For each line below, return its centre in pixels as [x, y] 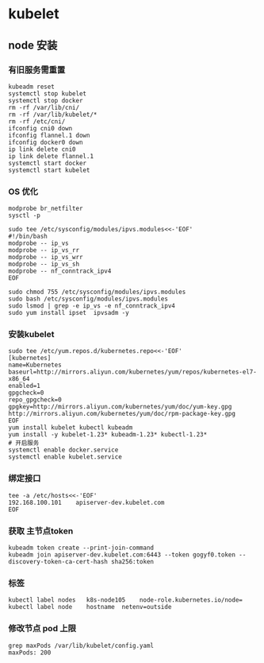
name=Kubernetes [35, 365]
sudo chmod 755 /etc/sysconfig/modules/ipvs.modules [97, 292]
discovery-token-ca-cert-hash [58, 562]
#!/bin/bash [28, 237]
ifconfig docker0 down [46, 142]
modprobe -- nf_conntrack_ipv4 [60, 271]
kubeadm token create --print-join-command [81, 548]
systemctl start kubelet [49, 170]
